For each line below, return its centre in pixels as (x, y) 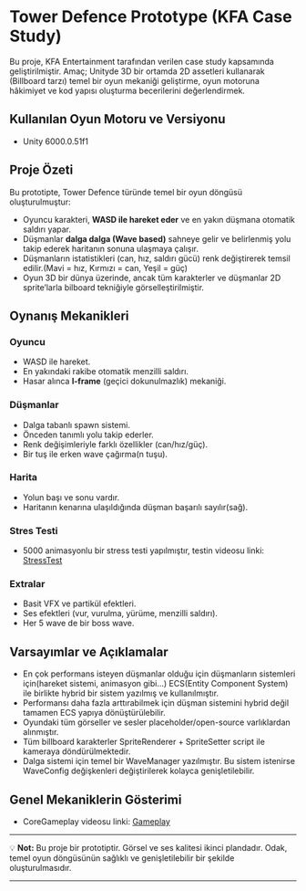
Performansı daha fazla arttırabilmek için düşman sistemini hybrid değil (156, 703)
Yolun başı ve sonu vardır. (71, 497)
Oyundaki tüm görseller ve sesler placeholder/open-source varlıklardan (157, 722)
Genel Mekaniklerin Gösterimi (96, 799)
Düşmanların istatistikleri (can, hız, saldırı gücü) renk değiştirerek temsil (157, 258)
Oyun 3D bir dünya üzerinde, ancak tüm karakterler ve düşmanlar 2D (152, 278)
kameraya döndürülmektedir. (76, 751)
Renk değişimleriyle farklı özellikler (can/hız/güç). (115, 444)
